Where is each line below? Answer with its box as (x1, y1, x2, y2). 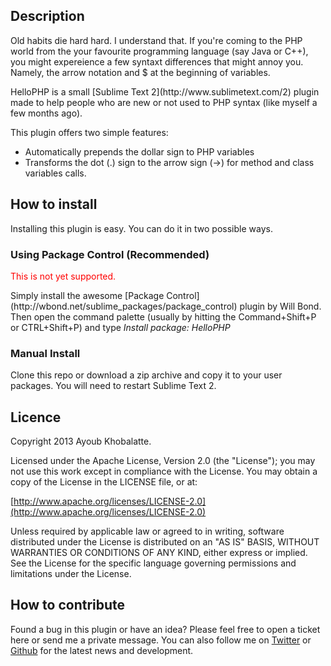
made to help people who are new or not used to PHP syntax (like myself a (10, 96, 318, 108)
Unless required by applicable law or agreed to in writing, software (10, 525, 285, 538)
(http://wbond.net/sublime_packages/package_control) (10, 300, 238, 312)
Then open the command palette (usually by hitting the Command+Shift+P (10, 310, 317, 323)
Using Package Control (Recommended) (10, 247, 210, 261)
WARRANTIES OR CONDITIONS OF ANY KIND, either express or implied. (10, 547, 308, 559)
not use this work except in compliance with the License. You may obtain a (10, 465, 318, 478)
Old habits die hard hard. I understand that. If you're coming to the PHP (10, 34, 303, 46)
